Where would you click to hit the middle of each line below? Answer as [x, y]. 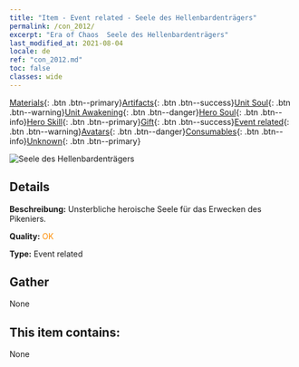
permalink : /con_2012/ [52, 26]
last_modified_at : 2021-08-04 [67, 43]
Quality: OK [32, 236]
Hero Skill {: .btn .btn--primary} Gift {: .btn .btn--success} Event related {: [158, 121]
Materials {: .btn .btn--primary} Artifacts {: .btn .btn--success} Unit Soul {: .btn [150, 102]
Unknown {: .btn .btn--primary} [84, 140]
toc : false [30, 69]
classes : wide [36, 77]
